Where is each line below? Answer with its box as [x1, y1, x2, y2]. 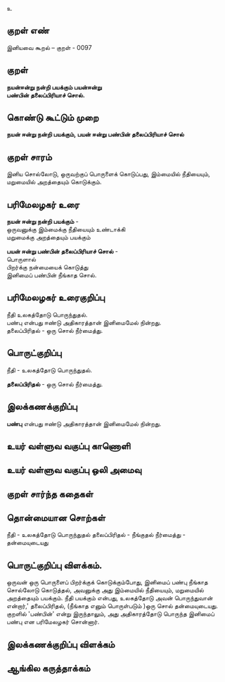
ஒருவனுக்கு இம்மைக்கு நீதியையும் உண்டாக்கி [6, 225, 126, 234]
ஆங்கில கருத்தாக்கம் [6, 662, 91, 674]
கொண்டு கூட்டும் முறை [6, 112, 99, 124]
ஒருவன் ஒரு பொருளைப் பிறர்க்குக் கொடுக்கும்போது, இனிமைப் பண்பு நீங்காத [6, 578, 208, 586]
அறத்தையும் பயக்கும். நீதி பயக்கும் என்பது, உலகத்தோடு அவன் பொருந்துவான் [6, 594, 213, 602]
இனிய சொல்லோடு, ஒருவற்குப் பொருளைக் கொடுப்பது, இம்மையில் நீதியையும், [6, 170, 210, 178]
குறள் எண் [6, 25, 50, 37]
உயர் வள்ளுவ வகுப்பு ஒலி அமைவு [6, 464, 142, 476]
